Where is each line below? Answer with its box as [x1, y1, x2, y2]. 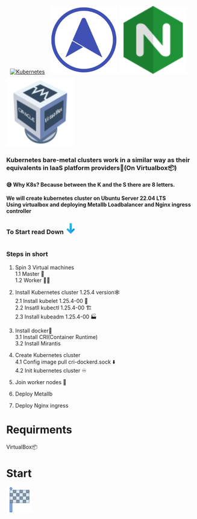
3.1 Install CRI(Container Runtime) [14, 333, 98, 340]
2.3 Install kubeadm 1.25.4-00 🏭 [14, 313, 97, 320]
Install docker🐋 [14, 327, 52, 334]
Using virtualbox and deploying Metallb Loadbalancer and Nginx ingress [6, 201, 191, 208]
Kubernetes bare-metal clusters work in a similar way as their [6, 155, 190, 164]
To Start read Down [6, 228, 64, 236]
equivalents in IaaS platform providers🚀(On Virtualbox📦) [6, 163, 177, 172]
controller [6, 208, 32, 215]
